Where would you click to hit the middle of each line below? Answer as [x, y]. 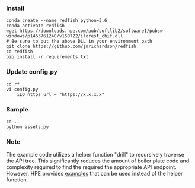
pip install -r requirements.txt [47, 57]
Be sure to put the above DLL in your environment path [82, 42]
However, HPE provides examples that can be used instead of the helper [95, 174]
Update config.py [32, 72]
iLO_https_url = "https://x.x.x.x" [61, 94]
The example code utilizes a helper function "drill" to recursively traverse [95, 155]
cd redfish [20, 52]
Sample [17, 109]
